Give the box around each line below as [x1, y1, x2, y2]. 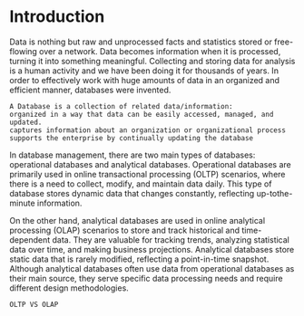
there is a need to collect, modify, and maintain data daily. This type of [9, 178, 272, 189]
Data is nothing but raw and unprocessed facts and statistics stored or [9, 36, 272, 47]
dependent [9, 234, 51, 245]
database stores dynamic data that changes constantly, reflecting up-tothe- [9, 187, 293, 198]
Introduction [9, 6, 105, 27]
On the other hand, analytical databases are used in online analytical [9, 215, 266, 225]
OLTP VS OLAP [9, 300, 59, 309]
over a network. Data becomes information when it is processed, [39, 45, 281, 56]
